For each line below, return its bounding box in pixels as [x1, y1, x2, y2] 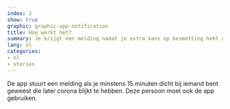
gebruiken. [7, 93, 38, 102]
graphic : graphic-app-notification [7, 22, 109, 29]
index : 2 [7, 10, 32, 17]
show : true [7, 16, 38, 23]
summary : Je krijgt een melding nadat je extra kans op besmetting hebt [7, 35, 219, 42]
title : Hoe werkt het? [7, 29, 72, 36]
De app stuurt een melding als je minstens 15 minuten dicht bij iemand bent [7, 79, 219, 87]
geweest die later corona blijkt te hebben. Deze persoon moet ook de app [7, 87, 214, 95]
